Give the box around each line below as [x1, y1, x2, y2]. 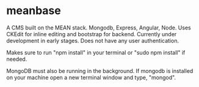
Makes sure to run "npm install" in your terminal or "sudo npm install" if [6, 48, 186, 56]
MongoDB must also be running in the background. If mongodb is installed [6, 67, 194, 74]
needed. [6, 55, 27, 62]
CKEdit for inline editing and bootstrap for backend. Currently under [6, 30, 177, 37]
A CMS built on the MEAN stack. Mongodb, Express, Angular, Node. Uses [6, 24, 191, 31]
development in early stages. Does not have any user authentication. [6, 37, 179, 44]
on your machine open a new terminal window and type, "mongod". [6, 74, 176, 81]
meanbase [6, 4, 61, 18]
